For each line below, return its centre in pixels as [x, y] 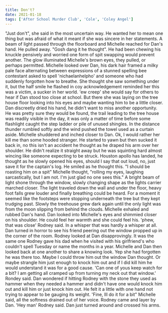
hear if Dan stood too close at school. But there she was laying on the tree [82, 97]
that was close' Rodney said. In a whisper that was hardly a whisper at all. [81, 225]
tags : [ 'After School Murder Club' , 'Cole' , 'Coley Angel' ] [69, 19]
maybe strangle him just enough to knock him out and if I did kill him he [79, 263]
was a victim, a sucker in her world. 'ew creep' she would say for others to [82, 92]
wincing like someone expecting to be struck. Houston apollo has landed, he [84, 156]
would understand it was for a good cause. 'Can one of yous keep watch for [84, 268]
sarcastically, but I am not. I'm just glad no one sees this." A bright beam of [82, 177]
